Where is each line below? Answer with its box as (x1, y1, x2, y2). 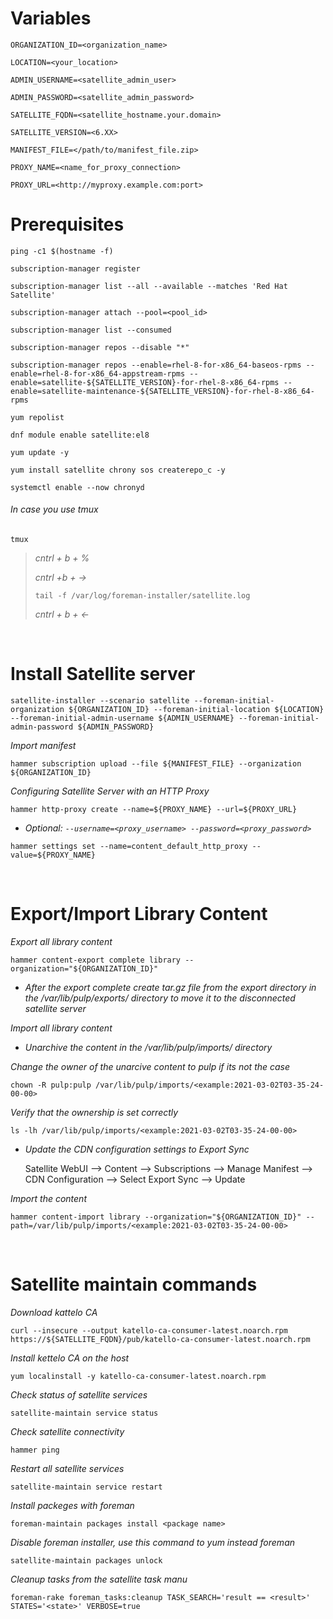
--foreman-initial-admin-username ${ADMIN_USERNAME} (10, 713, 235, 724)
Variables (10, 7, 92, 30)
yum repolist (10, 412, 65, 422)
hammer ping (10, 1445, 60, 1455)
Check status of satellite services (10, 1388, 148, 1401)
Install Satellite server (10, 663, 196, 686)
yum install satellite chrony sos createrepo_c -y (10, 465, 226, 475)
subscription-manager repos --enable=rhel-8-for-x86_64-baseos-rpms (10, 360, 302, 370)
